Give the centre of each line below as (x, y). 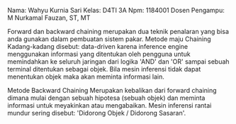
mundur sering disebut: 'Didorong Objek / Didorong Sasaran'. (97, 113)
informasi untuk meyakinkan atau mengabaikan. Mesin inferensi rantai (109, 105)
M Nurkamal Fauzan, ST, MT (49, 18)
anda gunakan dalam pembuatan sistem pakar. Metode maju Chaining (109, 39)
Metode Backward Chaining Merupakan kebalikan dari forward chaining (112, 90)
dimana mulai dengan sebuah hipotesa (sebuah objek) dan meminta (106, 98)
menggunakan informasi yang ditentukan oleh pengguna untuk (99, 54)
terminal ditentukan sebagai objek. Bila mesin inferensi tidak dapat (104, 69)
